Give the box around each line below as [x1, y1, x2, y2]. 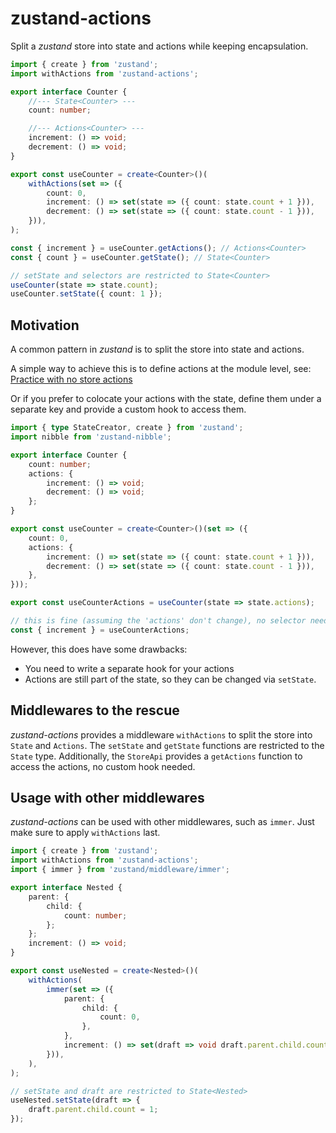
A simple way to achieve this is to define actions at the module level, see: [10, 363, 312, 375]
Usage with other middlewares [10, 789, 205, 806]
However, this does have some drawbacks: [10, 643, 188, 655]
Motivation [10, 317, 80, 334]
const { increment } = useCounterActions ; [10, 625, 190, 635]
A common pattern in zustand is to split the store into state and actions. [10, 343, 305, 356]
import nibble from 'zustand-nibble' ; [10, 432, 172, 442]
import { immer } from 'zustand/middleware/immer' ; [10, 865, 230, 875]
